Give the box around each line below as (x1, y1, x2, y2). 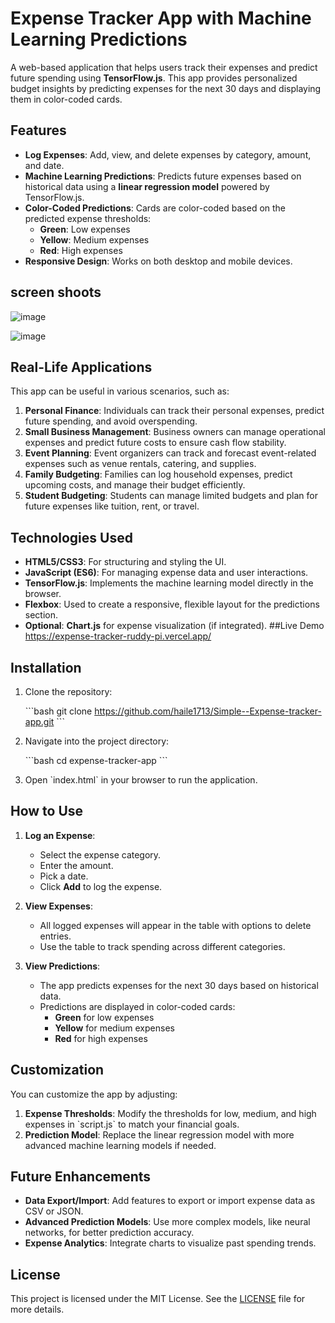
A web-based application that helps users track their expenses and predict (10, 61, 318, 73)
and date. (24, 159, 65, 171)
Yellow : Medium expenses (39, 233, 150, 246)
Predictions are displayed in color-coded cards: (39, 1000, 236, 1012)
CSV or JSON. (24, 1205, 84, 1217)
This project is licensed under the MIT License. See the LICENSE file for (10, 1293, 306, 1305)
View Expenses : (24, 900, 93, 912)
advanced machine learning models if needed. (24, 1139, 217, 1151)
